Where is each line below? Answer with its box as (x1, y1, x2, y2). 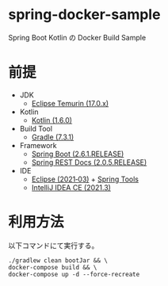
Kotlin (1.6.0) (31, 115, 73, 124)
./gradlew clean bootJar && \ (8, 256, 109, 265)
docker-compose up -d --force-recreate (8, 270, 140, 278)
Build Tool (19, 124, 53, 133)
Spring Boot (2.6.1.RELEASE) (31, 149, 124, 158)
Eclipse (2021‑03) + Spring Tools (31, 174, 139, 184)
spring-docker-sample (8, 6, 161, 24)
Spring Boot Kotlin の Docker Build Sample (8, 32, 147, 42)
